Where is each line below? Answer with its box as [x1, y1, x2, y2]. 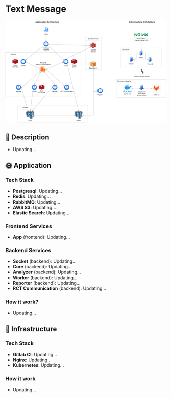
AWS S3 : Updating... [12, 204, 56, 210]
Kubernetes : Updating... [12, 362, 64, 368]
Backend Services [5, 247, 52, 254]
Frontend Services [5, 222, 52, 230]
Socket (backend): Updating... [12, 258, 77, 264]
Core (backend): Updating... [12, 264, 72, 270]
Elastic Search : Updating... [12, 210, 70, 216]
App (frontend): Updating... [12, 234, 70, 240]
